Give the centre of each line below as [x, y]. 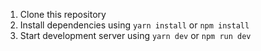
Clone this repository [63, 14]
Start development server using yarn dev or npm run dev [135, 35]
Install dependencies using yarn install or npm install [134, 25]
